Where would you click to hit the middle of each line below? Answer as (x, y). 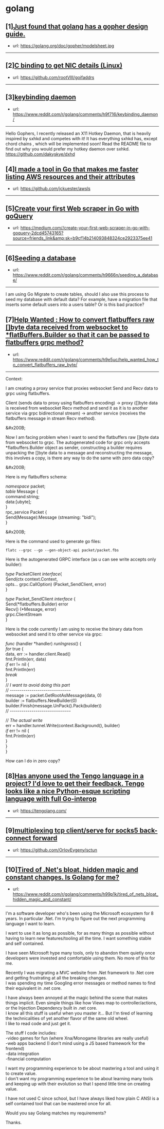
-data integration (22, 1054)
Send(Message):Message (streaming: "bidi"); (51, 517)
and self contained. (25, 943)
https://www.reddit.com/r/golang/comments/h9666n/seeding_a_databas (85, 275)
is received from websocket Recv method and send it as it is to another (77, 408)
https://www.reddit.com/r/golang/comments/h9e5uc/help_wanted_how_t (85, 359)
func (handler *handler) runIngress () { (44, 643)
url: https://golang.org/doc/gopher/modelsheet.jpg (63, 46)
